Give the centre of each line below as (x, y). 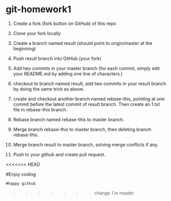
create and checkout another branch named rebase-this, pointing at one (89, 99)
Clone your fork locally (37, 33)
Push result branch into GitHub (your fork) (57, 58)
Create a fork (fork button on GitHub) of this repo (65, 23)
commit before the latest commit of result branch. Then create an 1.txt (87, 104)
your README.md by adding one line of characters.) (68, 74)
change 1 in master (114, 193)
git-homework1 (39, 9)
